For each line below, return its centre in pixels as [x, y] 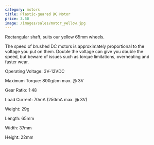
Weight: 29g [17, 109]
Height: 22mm [19, 137]
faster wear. [17, 62]
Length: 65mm [20, 118]
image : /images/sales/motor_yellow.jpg [45, 23]
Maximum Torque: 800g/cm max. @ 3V [44, 81]
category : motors [23, 9]
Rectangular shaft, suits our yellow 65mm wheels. [55, 37]
